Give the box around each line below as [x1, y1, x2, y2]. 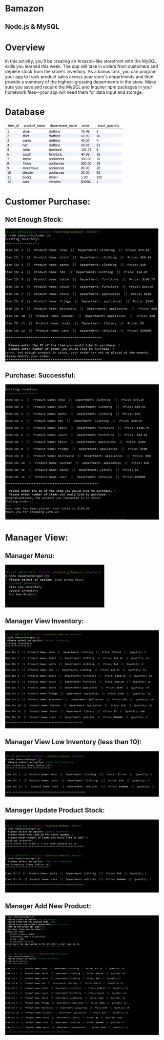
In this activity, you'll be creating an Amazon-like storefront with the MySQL [5, 58, 157, 64]
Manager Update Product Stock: [5, 806, 105, 814]
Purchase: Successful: [5, 371, 76, 379]
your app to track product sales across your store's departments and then [5, 74, 154, 80]
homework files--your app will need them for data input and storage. [5, 89, 143, 95]
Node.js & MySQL [5, 22, 60, 31]
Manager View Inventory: [5, 617, 84, 625]
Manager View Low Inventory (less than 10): [5, 738, 142, 746]
